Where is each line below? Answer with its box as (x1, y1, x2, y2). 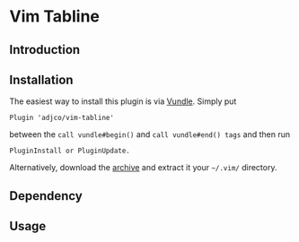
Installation (9, 72, 74, 87)
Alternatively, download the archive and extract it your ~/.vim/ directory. (9, 162, 277, 173)
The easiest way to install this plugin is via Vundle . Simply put (9, 96, 237, 107)
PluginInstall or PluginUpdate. (9, 146, 130, 156)
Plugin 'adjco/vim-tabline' (9, 114, 115, 123)
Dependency (9, 188, 83, 203)
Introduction (9, 42, 81, 57)
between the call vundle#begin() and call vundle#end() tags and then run (9, 129, 290, 140)
